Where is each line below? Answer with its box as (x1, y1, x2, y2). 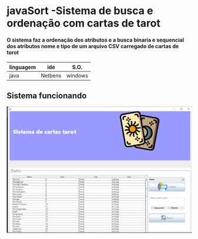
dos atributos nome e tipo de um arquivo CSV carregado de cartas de (6, 42, 179, 49)
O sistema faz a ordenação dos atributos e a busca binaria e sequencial (6, 36, 184, 43)
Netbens (41, 72, 62, 79)
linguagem (9, 63, 36, 70)
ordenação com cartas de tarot (6, 16, 161, 30)
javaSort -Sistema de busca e (6, 4, 153, 18)
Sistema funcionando (6, 91, 87, 101)
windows (66, 72, 89, 79)
